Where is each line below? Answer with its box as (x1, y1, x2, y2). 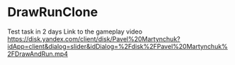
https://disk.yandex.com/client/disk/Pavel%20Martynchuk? (7, 34, 180, 43)
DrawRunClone (7, 4, 98, 20)
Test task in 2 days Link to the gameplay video (7, 27, 143, 36)
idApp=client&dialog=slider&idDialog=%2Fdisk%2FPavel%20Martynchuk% (7, 42, 228, 50)
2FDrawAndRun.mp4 (7, 50, 69, 58)
